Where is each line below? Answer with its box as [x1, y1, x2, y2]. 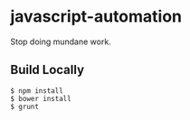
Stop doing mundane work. [10, 36, 111, 47]
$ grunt [10, 102, 40, 111]
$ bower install [10, 94, 71, 103]
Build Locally [10, 62, 85, 78]
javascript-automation [10, 6, 183, 27]
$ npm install [10, 86, 64, 96]
